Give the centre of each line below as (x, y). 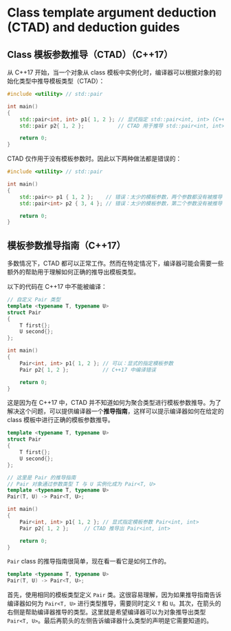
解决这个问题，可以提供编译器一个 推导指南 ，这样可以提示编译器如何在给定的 (115, 411)
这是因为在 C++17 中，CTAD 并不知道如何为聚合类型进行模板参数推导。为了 (114, 403)
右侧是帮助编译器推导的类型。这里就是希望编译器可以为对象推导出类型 (107, 612)
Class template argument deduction (112, 13)
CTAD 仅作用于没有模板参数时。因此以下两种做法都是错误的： (95, 159)
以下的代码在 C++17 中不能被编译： (57, 287)
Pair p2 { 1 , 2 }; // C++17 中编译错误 (88, 370)
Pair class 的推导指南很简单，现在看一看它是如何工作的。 (89, 561)
